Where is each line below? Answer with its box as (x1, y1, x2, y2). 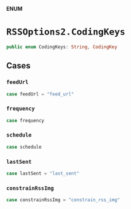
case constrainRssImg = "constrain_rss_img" (6, 197, 120, 203)
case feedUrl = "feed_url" (6, 91, 74, 97)
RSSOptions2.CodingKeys (6, 27, 126, 38)
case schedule (6, 144, 42, 150)
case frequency (6, 117, 45, 123)
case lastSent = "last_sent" (6, 170, 80, 177)
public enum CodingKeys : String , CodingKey (6, 43, 118, 50)
